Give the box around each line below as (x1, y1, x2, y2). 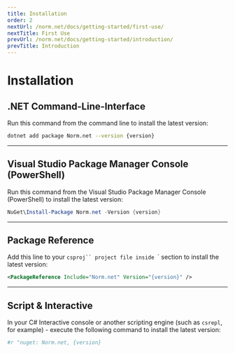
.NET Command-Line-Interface (7, 100, 145, 112)
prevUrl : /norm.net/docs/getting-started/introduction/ (7, 36, 173, 43)
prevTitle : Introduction (7, 43, 80, 50)
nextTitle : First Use (7, 29, 71, 37)
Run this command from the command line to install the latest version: (7, 119, 208, 127)
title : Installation (7, 10, 68, 17)
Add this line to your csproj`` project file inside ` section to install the (7, 253, 219, 262)
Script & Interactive (7, 299, 93, 311)
